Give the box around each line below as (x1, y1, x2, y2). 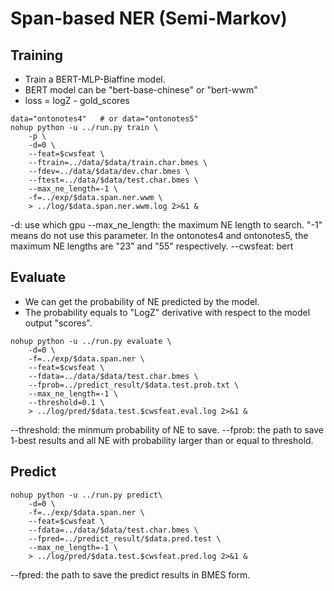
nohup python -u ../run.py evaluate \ (10, 336, 172, 346)
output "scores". (24, 317, 93, 329)
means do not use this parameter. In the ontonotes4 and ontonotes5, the (10, 230, 309, 241)
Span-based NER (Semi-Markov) (10, 7, 288, 30)
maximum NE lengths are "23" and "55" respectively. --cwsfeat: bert (10, 240, 294, 252)
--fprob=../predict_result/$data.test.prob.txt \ (28, 380, 240, 390)
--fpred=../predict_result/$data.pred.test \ (28, 533, 222, 544)
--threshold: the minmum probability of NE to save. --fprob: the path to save (10, 423, 325, 436)
